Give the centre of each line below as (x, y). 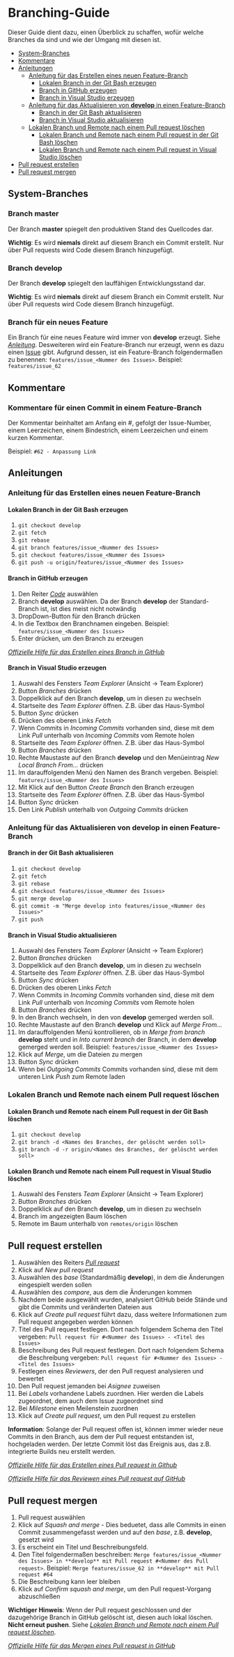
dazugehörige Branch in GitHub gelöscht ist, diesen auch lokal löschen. (110, 1617)
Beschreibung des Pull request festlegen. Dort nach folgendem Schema (121, 1350)
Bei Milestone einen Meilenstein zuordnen (78, 1408)
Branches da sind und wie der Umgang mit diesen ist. (85, 39)
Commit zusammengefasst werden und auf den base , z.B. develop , (115, 1532)
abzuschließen (39, 1596)
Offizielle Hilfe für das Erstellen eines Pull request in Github (93, 1465)
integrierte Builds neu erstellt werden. (62, 1452)
